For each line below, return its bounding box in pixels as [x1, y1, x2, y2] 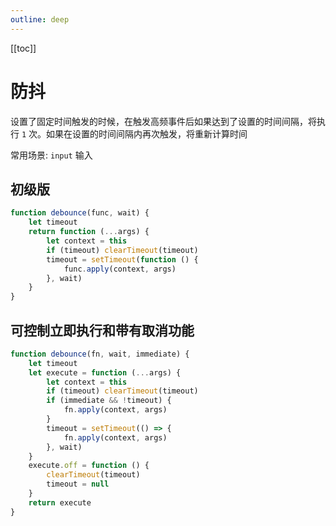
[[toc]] [10, 42, 37, 54]
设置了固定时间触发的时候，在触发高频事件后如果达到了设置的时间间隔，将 [10, 115, 317, 127]
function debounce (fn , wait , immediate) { [10, 349, 190, 359]
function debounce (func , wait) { [10, 208, 150, 218]
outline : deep [10, 14, 70, 25]
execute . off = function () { [28, 461, 150, 471]
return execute [28, 497, 92, 508]
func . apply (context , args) [63, 264, 177, 274]
